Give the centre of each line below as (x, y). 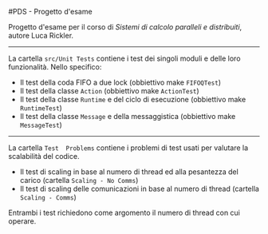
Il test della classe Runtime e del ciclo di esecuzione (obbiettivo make (133, 99)
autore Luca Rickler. (41, 36)
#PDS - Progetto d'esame (51, 12)
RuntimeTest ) (41, 108)
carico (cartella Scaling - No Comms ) (79, 180)
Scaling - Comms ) (48, 197)
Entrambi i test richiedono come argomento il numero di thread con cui (124, 212)
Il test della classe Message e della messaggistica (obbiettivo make (128, 116)
